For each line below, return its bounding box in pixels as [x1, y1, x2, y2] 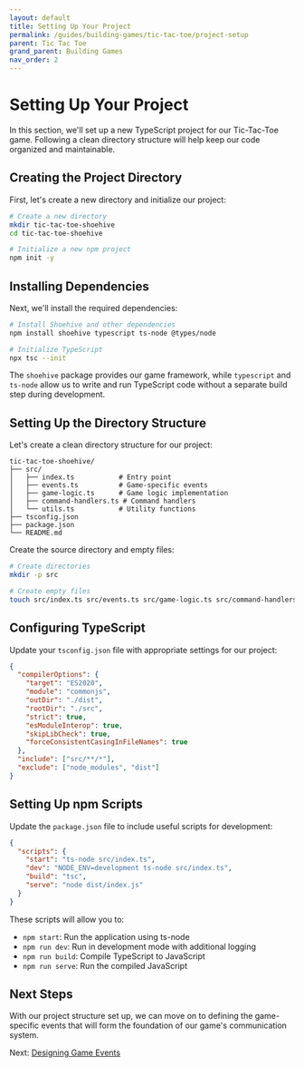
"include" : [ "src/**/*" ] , [17, 755, 116, 764]
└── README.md [9, 528, 63, 538]
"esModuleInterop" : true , [25, 720, 124, 730]
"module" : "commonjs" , [25, 687, 111, 697]
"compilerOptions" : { [17, 671, 100, 680]
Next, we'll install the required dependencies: [9, 302, 178, 313]
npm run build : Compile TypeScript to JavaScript [22, 950, 205, 962]
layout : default [9, 13, 71, 23]
